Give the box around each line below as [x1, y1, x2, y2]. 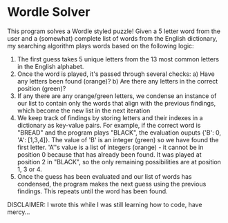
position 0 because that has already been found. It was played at [17, 150, 202, 159]
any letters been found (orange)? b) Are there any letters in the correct [17, 77, 218, 85]
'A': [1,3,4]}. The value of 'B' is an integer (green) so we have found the [17, 135, 219, 144]
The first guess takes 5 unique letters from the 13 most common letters [17, 55, 220, 63]
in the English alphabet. [17, 62, 84, 70]
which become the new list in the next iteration [17, 106, 151, 115]
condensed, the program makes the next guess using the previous [17, 180, 207, 188]
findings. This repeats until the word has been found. [17, 187, 168, 195]
